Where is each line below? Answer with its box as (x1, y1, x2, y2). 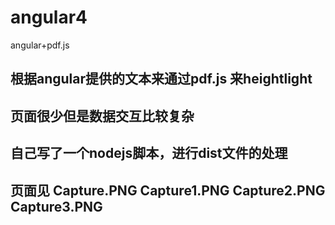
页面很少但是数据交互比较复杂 (10, 107, 195, 125)
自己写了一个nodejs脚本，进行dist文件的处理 (10, 145, 288, 162)
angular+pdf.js (10, 39, 70, 51)
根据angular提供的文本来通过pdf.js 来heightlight (10, 71, 313, 88)
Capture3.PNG (10, 198, 103, 215)
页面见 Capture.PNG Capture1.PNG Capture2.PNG (10, 182, 326, 199)
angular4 (10, 6, 88, 29)
